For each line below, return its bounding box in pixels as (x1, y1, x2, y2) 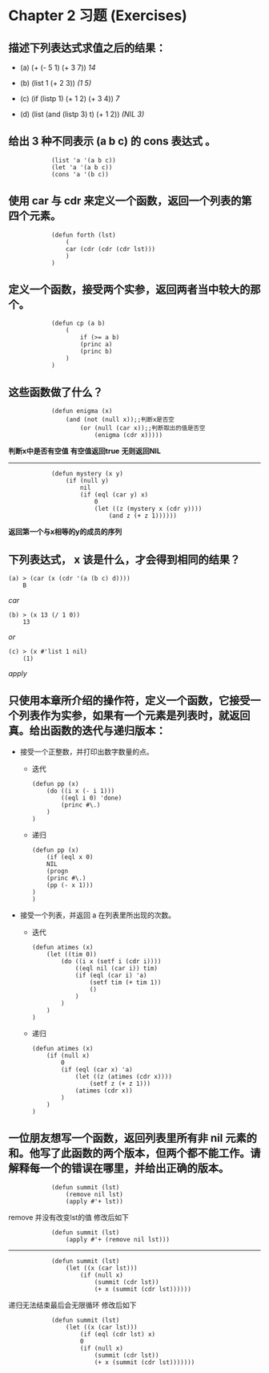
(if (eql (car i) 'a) (74, 971, 147, 979)
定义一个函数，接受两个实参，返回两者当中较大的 (8, 283, 251, 297)
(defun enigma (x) (50, 407, 113, 415)
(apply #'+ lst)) (65, 1197, 124, 1205)
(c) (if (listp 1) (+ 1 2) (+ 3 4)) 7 (19, 94, 120, 103)
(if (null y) (65, 477, 110, 485)
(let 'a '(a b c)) (50, 163, 113, 172)
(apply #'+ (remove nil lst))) (65, 1235, 171, 1243)
